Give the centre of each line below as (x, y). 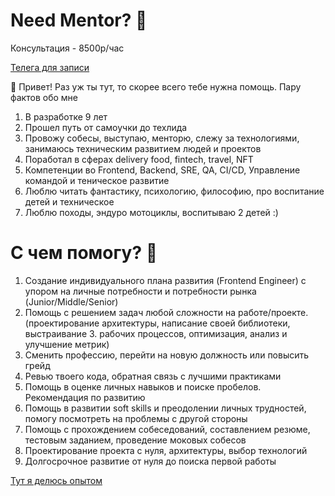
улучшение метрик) (67, 344)
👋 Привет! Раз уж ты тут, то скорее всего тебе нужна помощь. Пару (156, 86)
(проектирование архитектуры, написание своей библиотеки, (157, 323)
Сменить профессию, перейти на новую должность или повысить (167, 355)
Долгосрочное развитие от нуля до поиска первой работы (150, 461)
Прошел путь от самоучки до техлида (106, 127)
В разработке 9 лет (66, 116)
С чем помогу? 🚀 (84, 253)
